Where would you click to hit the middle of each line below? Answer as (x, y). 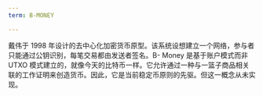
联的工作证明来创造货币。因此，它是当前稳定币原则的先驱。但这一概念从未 (128, 74)
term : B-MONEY (31, 15)
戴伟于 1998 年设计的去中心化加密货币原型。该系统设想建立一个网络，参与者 (131, 45)
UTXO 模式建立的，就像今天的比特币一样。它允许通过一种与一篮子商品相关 (129, 65)
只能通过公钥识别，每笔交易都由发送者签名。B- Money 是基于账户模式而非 (128, 55)
